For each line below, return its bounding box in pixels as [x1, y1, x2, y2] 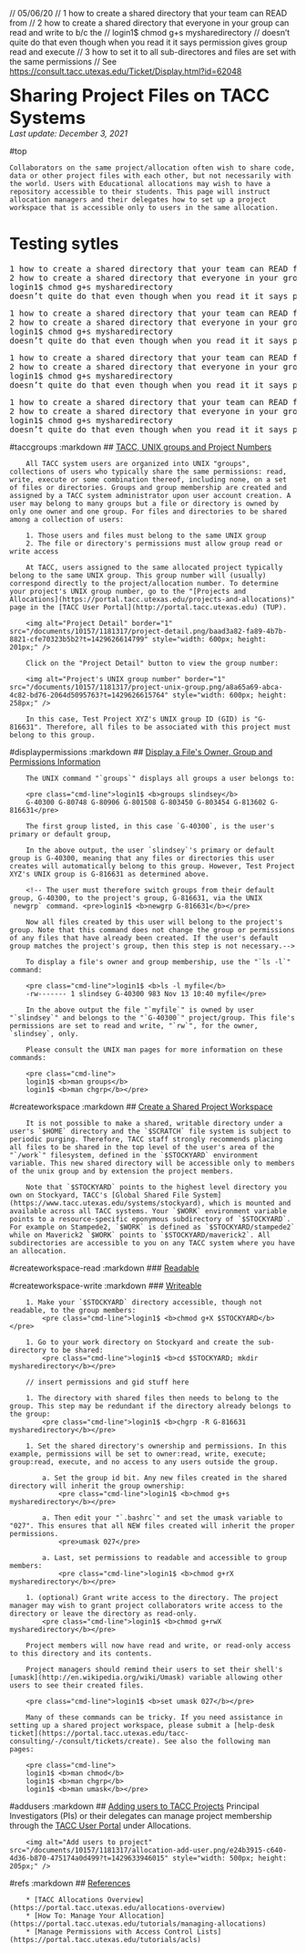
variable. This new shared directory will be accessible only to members [9, 1158, 296, 1168]
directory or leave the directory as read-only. [9, 1609, 198, 1618]
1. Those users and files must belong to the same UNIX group [25, 531, 267, 540]
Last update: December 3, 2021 [9, 128, 128, 139]
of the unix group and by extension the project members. [9, 1167, 234, 1176]
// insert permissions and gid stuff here [25, 1377, 189, 1387]
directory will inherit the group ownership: [9, 1481, 185, 1491]
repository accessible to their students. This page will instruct [9, 187, 271, 196]
